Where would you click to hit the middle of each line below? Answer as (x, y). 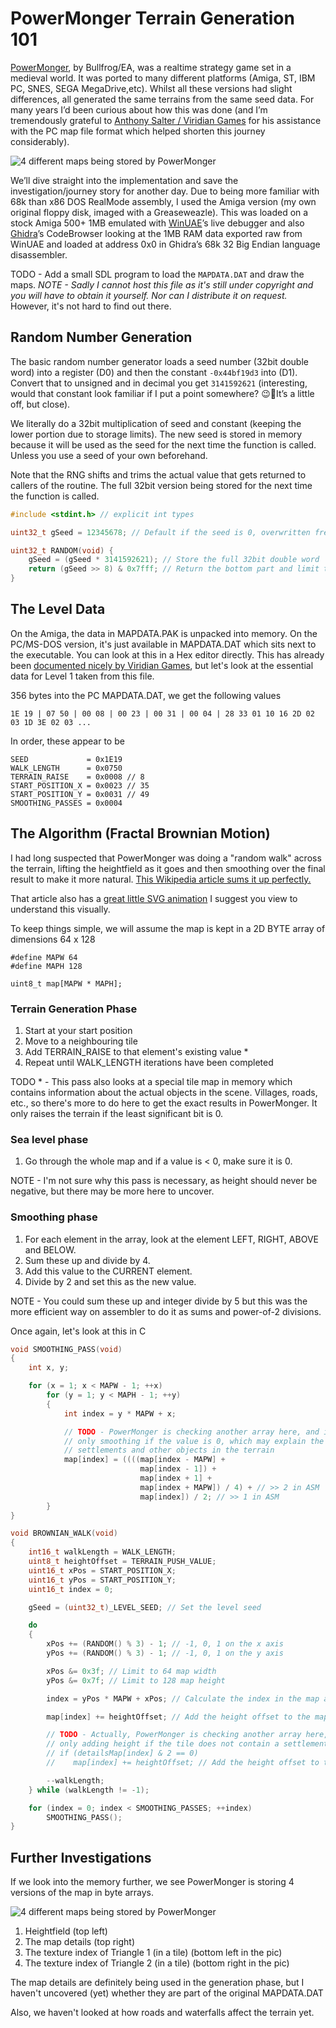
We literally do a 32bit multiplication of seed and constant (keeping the (156, 423)
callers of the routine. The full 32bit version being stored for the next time (161, 485)
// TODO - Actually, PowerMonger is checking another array (174, 1735)
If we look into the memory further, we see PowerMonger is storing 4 (152, 1882)
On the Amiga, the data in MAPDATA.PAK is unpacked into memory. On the (164, 633)
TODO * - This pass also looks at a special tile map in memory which (151, 1081)
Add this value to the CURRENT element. (108, 1271)
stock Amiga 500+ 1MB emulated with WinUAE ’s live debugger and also (157, 223)
